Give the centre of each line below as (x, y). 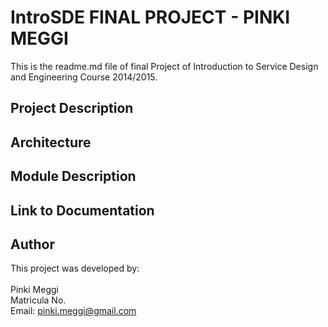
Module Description (73, 176)
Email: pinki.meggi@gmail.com (73, 311)
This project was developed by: (75, 268)
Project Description (72, 108)
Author (32, 244)
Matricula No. (38, 300)
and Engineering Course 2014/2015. (84, 77)
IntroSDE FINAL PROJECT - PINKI (150, 17)
